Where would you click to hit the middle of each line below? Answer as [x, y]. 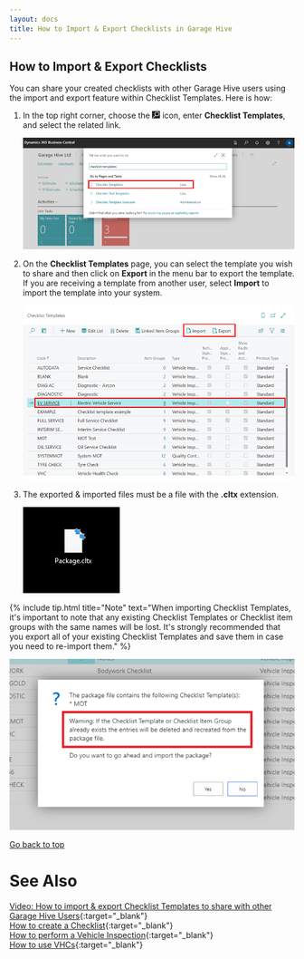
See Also [43, 881]
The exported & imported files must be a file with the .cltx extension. [150, 494]
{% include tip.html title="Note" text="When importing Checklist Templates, [150, 607]
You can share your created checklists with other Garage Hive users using [147, 88]
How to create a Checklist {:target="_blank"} [91, 925]
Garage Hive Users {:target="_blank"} [79, 915]
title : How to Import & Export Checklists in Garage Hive [121, 29]
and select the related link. [72, 125]
